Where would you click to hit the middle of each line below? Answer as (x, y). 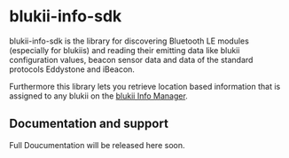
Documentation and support (89, 124)
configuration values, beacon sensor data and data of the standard (131, 59)
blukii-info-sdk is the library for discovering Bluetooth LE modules (129, 41)
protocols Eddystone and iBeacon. (72, 69)
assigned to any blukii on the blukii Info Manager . (98, 96)
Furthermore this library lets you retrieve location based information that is (145, 86)
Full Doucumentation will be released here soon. (97, 145)
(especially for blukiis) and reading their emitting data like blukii (125, 50)
